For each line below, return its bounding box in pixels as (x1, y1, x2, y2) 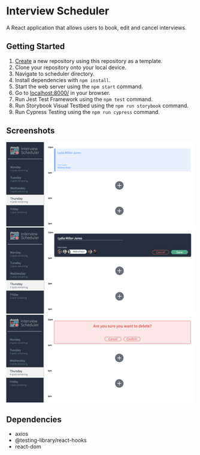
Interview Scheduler (6, 4, 110, 18)
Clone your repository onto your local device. (14, 64, 127, 71)
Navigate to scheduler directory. (14, 70, 95, 77)
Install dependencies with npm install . (14, 76, 111, 83)
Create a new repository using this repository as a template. (14, 57, 163, 64)
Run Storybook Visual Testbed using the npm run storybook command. (14, 102, 189, 109)
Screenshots (6, 126, 55, 136)
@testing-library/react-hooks (14, 436, 87, 444)
